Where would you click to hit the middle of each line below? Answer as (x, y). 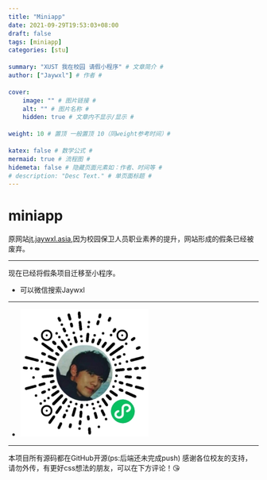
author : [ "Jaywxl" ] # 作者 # (55, 75)
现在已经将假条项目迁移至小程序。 (64, 273)
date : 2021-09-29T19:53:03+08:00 (64, 25)
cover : (19, 92)
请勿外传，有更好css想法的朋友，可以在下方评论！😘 (94, 468)
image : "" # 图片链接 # (60, 100)
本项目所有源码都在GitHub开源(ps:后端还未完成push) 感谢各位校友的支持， (130, 458)
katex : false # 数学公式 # (50, 151)
